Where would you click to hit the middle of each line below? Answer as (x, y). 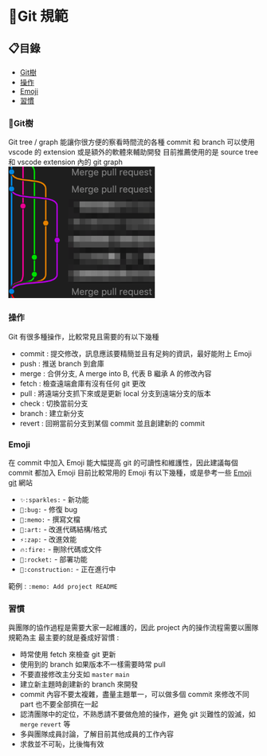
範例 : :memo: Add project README (63, 586)
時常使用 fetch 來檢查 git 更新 (68, 655)
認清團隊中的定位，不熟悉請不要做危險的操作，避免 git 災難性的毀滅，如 (138, 715)
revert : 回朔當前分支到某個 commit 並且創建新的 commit (112, 423)
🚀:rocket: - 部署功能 (53, 559)
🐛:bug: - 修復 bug (49, 509)
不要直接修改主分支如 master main (75, 675)
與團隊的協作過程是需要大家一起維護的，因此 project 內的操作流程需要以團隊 (133, 628)
